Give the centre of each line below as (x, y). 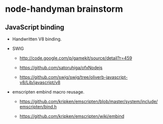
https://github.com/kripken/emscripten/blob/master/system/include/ (89, 101)
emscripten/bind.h (38, 107)
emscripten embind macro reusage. (48, 92)
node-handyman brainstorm (64, 9)
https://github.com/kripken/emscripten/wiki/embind (72, 116)
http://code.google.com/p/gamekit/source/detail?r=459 (76, 58)
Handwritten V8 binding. (37, 39)
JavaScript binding (35, 27)
